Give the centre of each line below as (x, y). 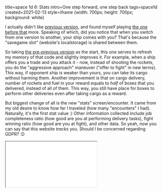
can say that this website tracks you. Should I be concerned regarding (75, 129)
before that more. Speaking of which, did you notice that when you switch (79, 32)
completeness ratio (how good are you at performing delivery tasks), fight (79, 118)
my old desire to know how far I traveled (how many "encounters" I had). (78, 108)
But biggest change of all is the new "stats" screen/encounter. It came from (81, 103)
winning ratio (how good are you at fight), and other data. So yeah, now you (81, 124)
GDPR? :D (15, 134)
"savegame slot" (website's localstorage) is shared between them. (72, 43)
